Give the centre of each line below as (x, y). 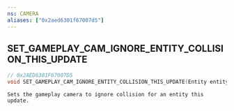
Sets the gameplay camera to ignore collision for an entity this (106, 95)
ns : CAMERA (23, 14)
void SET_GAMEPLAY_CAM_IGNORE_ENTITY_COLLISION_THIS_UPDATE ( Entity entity (118, 82)
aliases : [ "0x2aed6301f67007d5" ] (56, 20)
